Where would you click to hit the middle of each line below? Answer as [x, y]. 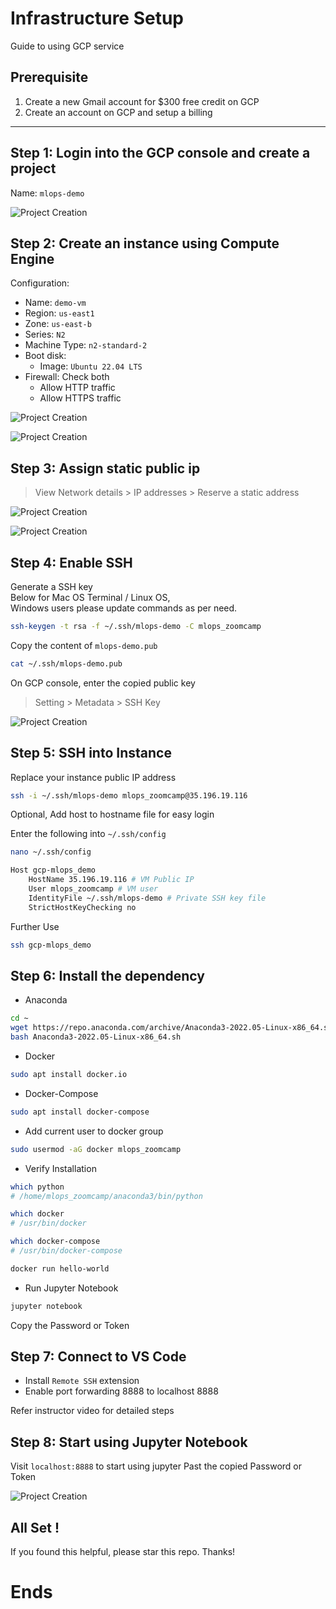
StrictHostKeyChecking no [82, 907]
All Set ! [35, 1527]
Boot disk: [45, 356]
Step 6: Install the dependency [107, 975]
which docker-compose [55, 1242]
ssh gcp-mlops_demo [51, 945]
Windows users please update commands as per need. [124, 608]
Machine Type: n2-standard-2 [86, 345]
